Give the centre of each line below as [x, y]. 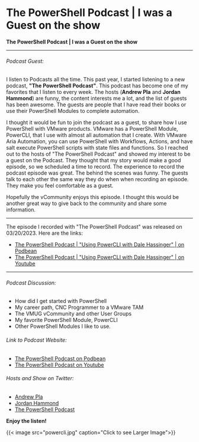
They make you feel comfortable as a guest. [60, 186]
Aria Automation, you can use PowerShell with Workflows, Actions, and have [99, 141]
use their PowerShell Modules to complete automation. [73, 111]
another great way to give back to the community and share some [86, 203]
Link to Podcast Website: [36, 340]
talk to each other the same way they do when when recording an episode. [97, 179]
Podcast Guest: [25, 61]
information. [21, 210]
